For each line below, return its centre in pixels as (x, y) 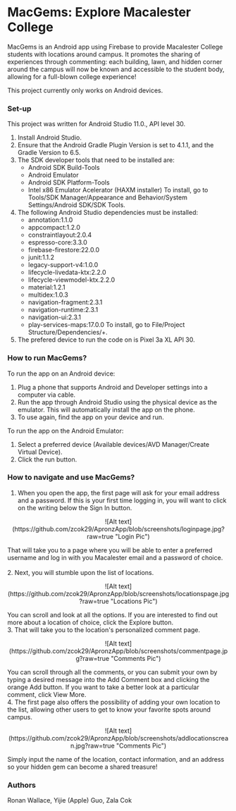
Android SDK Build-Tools (64, 168)
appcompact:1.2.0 (54, 228)
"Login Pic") (132, 536)
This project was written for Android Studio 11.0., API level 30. (97, 124)
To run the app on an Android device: (61, 373)
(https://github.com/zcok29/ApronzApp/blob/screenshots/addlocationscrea (118, 738)
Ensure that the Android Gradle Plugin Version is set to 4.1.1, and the (116, 145)
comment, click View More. (47, 694)
